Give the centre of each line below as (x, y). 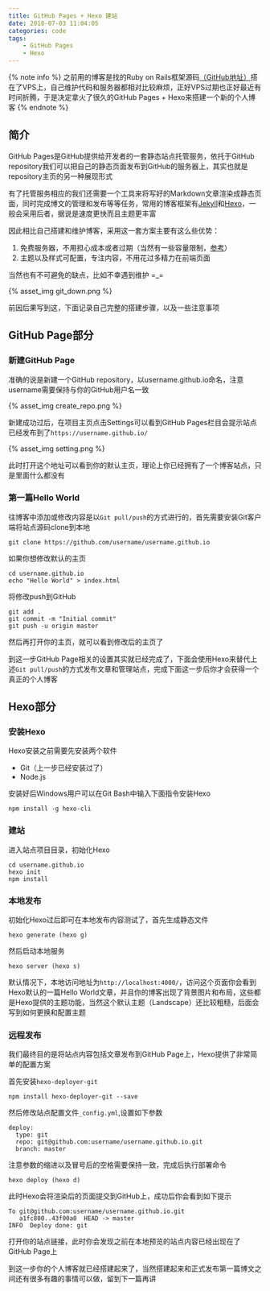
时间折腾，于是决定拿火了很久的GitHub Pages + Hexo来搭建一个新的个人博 (132, 97)
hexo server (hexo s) (45, 966)
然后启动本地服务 (37, 951)
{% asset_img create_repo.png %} (65, 406)
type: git (32, 1135)
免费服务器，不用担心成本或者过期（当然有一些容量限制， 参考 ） (125, 247)
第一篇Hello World (44, 498)
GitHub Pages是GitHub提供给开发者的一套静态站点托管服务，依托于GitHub (131, 156)
